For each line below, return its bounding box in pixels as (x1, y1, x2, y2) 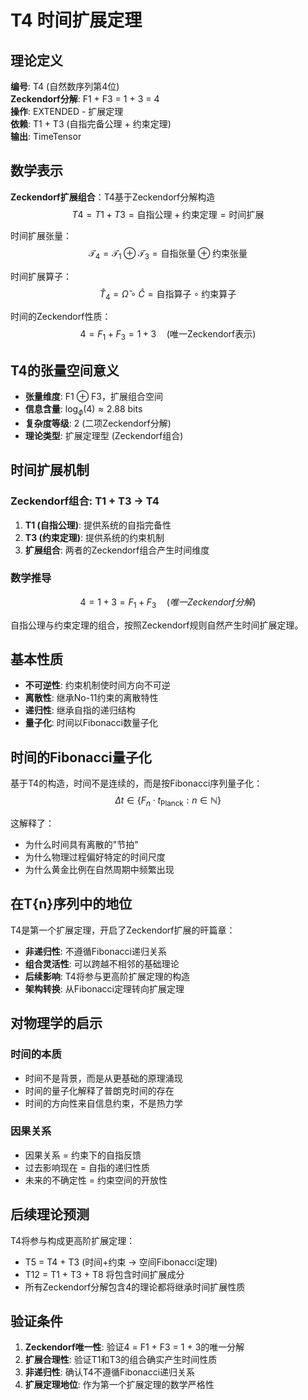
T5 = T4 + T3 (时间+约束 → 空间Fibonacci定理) (24, 1256, 218, 1268)
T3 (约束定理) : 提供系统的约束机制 (24, 531, 165, 543)
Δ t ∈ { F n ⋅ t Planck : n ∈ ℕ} (114, 794, 222, 809)
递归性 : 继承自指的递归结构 (24, 704, 136, 716)
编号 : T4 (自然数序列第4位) (10, 81, 120, 92)
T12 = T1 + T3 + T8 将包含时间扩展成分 (24, 1268, 185, 1280)
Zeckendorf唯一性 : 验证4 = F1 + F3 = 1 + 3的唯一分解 (24, 1341, 245, 1353)
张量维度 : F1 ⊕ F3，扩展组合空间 (24, 391, 163, 403)
